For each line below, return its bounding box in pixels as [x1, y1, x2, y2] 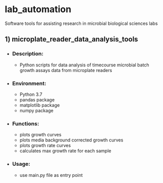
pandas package [19, 96, 55, 102]
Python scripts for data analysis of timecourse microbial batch [19, 62, 150, 68]
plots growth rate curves [19, 142, 71, 149]
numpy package [19, 107, 54, 114]
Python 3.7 [19, 91, 43, 97]
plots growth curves [19, 132, 62, 138]
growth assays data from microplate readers [19, 67, 112, 73]
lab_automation [5, 4, 71, 15]
